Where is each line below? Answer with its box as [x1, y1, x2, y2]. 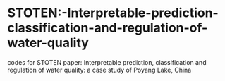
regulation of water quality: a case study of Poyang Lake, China [7, 66, 192, 74]
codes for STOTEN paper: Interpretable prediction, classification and [7, 58, 207, 66]
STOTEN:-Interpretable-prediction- [7, 5, 219, 21]
